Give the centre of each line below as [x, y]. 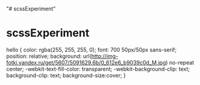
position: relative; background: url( [49, 56]
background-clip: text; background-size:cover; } [66, 75]
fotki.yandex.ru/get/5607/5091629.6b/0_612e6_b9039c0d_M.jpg [86, 62]
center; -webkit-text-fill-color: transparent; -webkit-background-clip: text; [98, 69]
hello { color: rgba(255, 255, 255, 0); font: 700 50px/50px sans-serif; [91, 49]
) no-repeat [180, 62]
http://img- [105, 56]
